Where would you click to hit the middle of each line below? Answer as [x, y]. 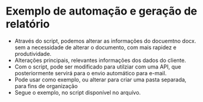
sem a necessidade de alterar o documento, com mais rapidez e [95, 47]
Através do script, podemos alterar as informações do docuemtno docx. [105, 41]
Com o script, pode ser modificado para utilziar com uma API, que [98, 66]
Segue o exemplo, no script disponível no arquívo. [78, 92]
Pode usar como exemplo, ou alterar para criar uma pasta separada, [101, 80]
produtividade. [33, 53]
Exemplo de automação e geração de [102, 11]
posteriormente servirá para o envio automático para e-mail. [90, 73]
